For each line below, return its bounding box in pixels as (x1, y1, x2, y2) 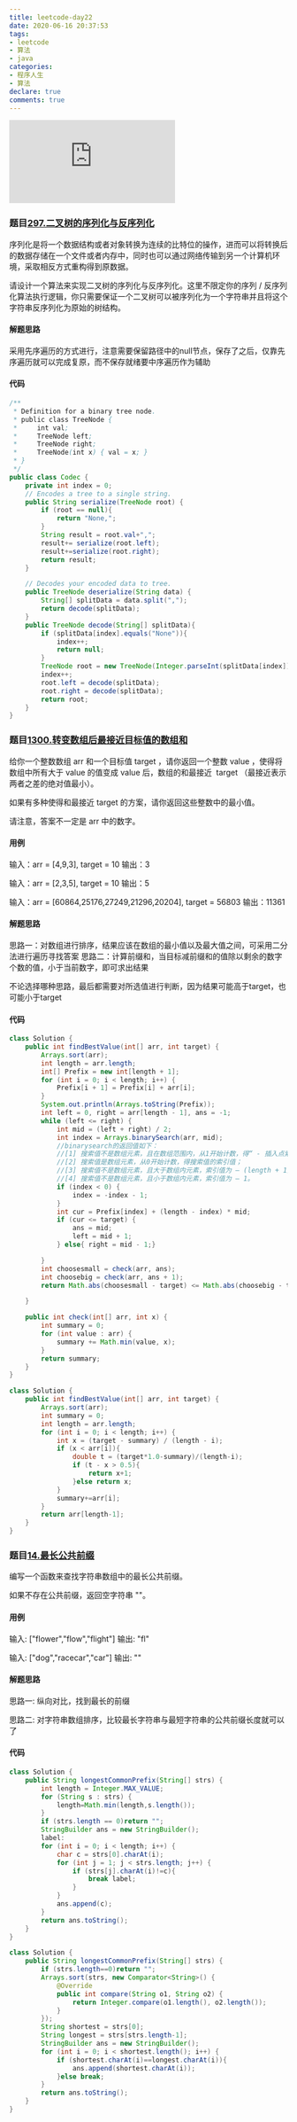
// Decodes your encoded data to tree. (25, 580, 172, 589)
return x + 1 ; (88, 1469, 133, 1478)
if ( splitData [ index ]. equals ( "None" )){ (41, 628, 188, 638)
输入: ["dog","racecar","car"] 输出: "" (9, 1652, 141, 1663)
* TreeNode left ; (12, 432, 93, 441)
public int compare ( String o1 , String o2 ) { (56, 1989, 224, 1999)
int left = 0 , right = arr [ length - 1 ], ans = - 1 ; (41, 1109, 232, 1118)
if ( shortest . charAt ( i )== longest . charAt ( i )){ (56, 2056, 227, 2064)
